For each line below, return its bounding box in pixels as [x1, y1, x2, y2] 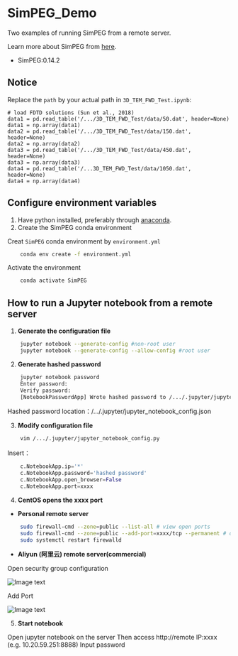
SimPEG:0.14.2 [17, 55, 60, 65]
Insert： [7, 449, 30, 457]
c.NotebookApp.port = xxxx [20, 483, 93, 490]
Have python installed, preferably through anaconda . [17, 215, 172, 224]
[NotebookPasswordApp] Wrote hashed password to [20, 393, 166, 400]
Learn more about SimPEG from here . [7, 42, 117, 50]
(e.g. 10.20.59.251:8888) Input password [7, 640, 125, 649]
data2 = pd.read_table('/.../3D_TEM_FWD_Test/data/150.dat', [7, 128, 192, 135]
